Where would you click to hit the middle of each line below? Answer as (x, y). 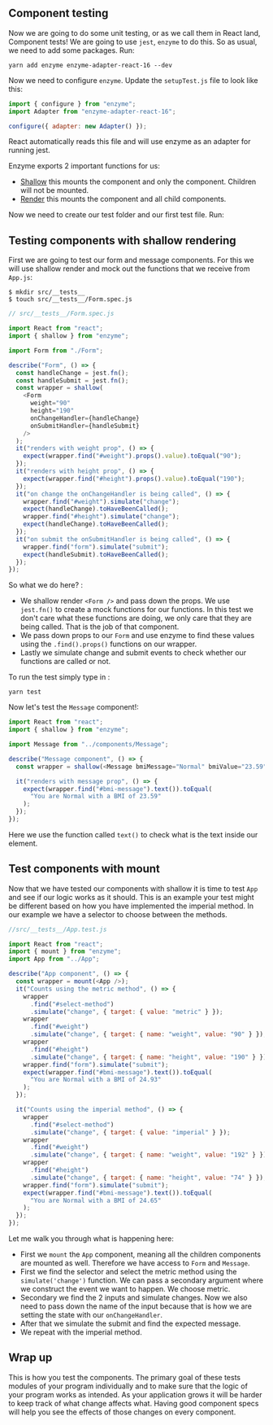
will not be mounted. (54, 190)
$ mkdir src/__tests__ (47, 292)
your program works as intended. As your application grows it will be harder (135, 1394)
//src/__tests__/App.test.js (58, 929)
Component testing (58, 13)
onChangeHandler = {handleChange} (84, 418)
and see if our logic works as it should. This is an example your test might (131, 897)
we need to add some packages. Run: (72, 50)
